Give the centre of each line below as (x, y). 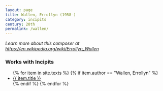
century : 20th (20, 24)
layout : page (19, 10)
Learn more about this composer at (42, 43)
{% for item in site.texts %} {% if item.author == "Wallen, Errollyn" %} (85, 73)
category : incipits (26, 19)
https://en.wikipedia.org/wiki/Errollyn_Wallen (52, 49)
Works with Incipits (30, 62)
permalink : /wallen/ (27, 29)
